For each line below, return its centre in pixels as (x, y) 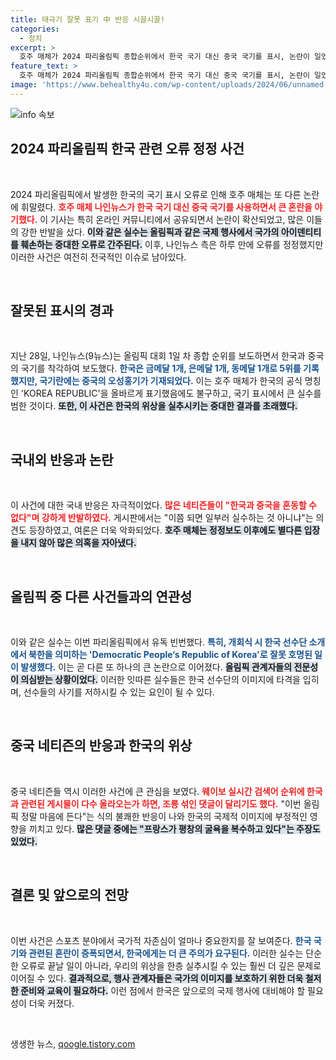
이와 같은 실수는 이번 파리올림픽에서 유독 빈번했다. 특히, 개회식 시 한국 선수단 (159, 642)
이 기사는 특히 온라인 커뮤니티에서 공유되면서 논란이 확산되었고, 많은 (172, 219)
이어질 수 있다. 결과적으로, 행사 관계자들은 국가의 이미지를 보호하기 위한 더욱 (157, 978)
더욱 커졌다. (51, 1003)
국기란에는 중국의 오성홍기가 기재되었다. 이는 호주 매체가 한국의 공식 (171, 381)
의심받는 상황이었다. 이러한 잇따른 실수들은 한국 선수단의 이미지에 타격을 (160, 679)
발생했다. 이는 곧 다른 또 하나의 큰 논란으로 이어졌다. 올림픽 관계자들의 (156, 667)
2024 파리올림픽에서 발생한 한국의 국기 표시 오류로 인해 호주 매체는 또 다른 (156, 194)
